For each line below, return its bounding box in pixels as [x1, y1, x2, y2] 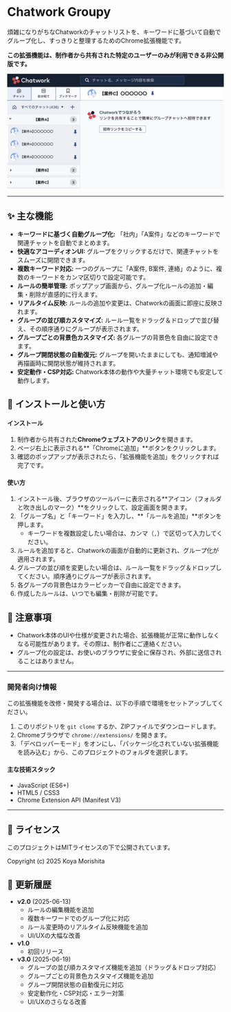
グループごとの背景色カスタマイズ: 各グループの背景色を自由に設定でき [16, 333, 219, 341]
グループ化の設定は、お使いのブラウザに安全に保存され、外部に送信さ [16, 649, 217, 657]
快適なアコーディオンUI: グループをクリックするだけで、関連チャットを [16, 247, 219, 255]
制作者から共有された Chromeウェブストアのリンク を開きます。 [16, 435, 197, 444]
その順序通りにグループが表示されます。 [29, 324, 143, 333]
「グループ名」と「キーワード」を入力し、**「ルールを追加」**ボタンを [16, 512, 222, 520]
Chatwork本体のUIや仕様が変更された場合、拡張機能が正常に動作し [16, 631, 208, 640]
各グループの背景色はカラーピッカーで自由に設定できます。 [16, 581, 185, 589]
